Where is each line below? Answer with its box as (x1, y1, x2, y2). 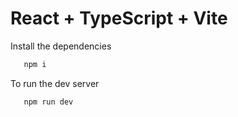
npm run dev (23, 97, 74, 107)
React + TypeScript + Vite (10, 7, 228, 30)
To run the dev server (10, 77, 100, 89)
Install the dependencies (10, 40, 112, 52)
